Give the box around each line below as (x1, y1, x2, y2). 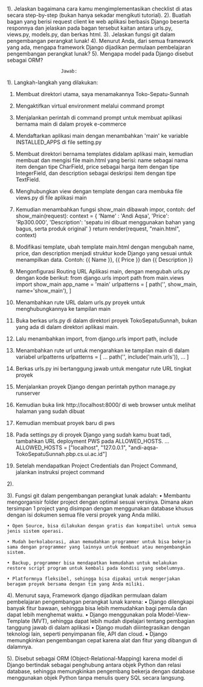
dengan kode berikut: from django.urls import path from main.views (15, 275, 184, 281)
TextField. (15, 176, 40, 183)
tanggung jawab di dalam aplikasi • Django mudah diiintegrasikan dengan (7, 624, 190, 631)
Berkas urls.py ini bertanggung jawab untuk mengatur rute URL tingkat (15, 365, 192, 372)
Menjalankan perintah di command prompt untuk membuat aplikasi (15, 114, 182, 121)
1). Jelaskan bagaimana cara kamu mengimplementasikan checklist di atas (7, 5, 193, 12)
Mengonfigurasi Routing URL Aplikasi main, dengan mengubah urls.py (15, 268, 190, 275)
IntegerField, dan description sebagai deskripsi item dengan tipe (15, 169, 176, 177)
